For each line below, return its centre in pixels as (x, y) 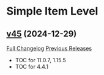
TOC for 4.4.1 (32, 66)
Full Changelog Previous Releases (49, 48)
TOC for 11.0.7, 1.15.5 (40, 60)
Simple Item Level (52, 11)
